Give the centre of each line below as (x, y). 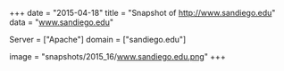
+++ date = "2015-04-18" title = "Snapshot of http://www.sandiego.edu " (142, 13)
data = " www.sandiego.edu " (62, 22)
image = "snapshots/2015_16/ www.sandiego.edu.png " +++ (117, 56)
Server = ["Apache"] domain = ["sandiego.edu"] (98, 39)
